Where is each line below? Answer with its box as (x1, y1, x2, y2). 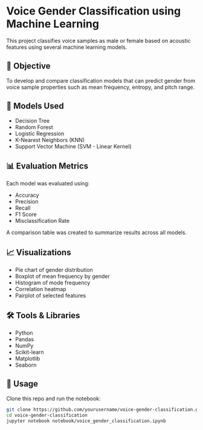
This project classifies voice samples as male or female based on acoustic (6, 37, 192, 44)
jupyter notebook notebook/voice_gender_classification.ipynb (6, 418, 166, 424)
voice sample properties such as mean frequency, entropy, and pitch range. (6, 83, 195, 91)
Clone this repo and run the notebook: (6, 394, 101, 402)
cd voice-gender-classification (6, 412, 88, 418)
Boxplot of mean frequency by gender (14, 273, 111, 280)
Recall (14, 204, 31, 212)
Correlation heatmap (14, 286, 66, 293)
